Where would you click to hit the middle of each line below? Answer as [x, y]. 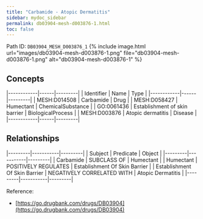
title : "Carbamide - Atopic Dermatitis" [59, 12]
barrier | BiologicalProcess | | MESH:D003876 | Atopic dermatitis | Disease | [101, 113]
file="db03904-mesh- [151, 53]
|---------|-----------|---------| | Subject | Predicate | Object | [84, 153]
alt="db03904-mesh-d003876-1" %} [95, 59]
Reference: [20, 191]
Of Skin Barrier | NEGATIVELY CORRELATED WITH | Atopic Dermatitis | [95, 173]
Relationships [33, 139]
